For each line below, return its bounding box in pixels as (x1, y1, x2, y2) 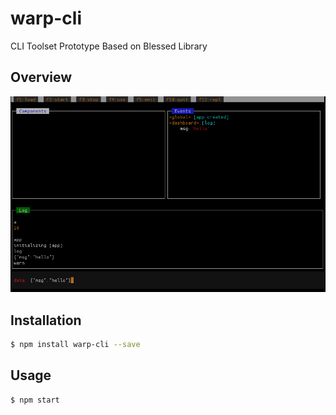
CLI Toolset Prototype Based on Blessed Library (10, 40, 208, 52)
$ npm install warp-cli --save (10, 339, 141, 349)
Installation (10, 312, 82, 329)
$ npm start (10, 395, 60, 405)
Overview (10, 69, 73, 86)
